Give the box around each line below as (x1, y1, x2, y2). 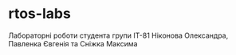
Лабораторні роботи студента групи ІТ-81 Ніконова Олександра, (8, 31, 229, 40)
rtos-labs (8, 5, 72, 23)
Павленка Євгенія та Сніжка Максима (8, 38, 138, 48)
